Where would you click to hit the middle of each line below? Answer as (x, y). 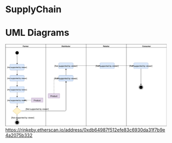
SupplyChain (34, 9)
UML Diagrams (37, 33)
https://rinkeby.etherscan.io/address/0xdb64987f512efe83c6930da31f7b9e (85, 130)
